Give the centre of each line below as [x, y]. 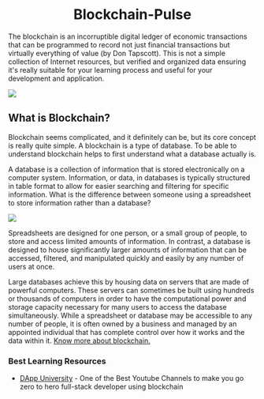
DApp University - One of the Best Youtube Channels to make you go [132, 378]
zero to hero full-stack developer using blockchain [101, 387]
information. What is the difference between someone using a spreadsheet [130, 194]
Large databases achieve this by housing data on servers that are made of [129, 281]
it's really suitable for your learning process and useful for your [110, 70]
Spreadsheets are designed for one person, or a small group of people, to [128, 233]
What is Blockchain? [59, 118]
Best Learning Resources [57, 361]
